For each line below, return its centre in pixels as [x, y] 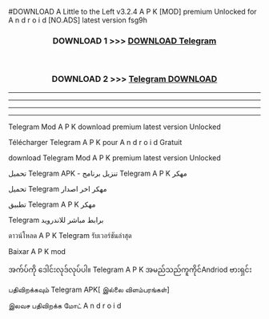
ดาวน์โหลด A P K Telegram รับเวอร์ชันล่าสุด [70, 235]
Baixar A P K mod [37, 251]
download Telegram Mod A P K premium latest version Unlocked [115, 157]
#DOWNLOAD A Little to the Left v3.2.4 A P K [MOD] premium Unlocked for [133, 12]
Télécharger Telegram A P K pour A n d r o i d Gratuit [95, 142]
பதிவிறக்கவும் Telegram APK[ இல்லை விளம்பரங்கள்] [89, 289]
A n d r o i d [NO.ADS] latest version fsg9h [78, 20]
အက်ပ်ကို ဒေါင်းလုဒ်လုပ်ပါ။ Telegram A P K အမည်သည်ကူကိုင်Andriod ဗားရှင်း [130, 269]
